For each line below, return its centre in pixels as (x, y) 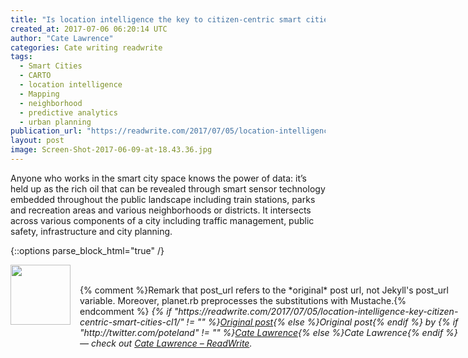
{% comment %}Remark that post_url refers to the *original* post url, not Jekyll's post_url (264, 290)
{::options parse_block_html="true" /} (87, 250)
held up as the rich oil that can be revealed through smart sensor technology (168, 188)
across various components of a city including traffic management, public (162, 220)
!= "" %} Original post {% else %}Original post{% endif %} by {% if (322, 322)
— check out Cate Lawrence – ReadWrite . (166, 343)
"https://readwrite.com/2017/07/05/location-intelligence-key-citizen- (316, 311)
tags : (21, 57)
